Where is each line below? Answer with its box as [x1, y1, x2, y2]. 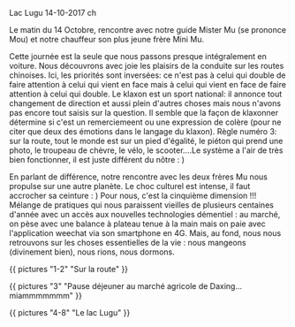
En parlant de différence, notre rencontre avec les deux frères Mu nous [9, 171, 268, 182]
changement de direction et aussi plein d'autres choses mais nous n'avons [9, 98, 281, 109]
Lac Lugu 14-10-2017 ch [9, 8, 97, 18]
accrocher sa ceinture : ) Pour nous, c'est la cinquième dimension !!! [9, 190, 257, 201]
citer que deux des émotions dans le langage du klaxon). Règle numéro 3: [9, 126, 277, 136]
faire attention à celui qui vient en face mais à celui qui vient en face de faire [9, 80, 287, 89]
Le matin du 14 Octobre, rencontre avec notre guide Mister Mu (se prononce [9, 25, 287, 34]
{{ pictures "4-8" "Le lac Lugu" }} [9, 308, 131, 317]
